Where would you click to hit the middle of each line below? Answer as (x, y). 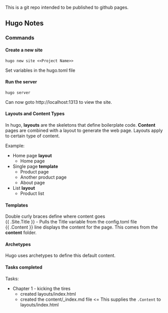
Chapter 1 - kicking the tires (42, 288)
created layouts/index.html (48, 294)
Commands (20, 38)
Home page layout (32, 155)
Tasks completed (24, 267)
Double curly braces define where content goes (55, 216)
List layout (24, 188)
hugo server (18, 93)
